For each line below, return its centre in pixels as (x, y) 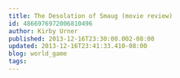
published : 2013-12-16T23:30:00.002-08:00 (81, 39)
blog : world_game (38, 54)
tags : (18, 62)
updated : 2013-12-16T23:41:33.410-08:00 (78, 46)
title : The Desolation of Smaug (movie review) (91, 16)
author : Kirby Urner (44, 31)
